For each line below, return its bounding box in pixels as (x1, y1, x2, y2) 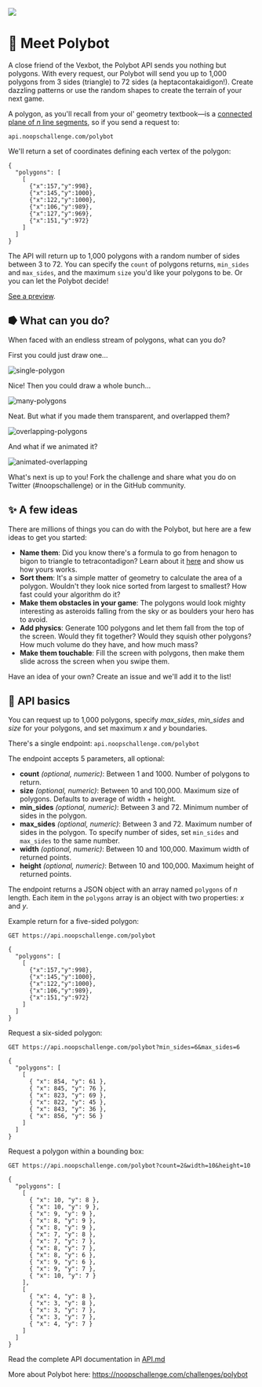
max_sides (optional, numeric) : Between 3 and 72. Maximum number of (19, 819, 253, 829)
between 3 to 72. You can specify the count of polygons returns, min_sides (8, 259, 249, 269)
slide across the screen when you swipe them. (19, 657, 170, 666)
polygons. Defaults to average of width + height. (19, 794, 176, 804)
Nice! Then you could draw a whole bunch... (8, 381, 151, 390)
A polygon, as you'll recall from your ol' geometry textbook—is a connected (8, 109, 253, 118)
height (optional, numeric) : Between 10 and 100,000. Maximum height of (19, 861, 255, 870)
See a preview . (8, 291, 56, 300)
